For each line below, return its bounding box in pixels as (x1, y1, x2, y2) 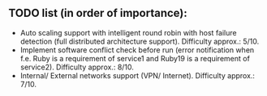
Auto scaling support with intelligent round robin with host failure (19, 27, 237, 37)
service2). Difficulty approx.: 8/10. (19, 62, 134, 72)
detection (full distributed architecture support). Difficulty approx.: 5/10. (19, 36, 260, 46)
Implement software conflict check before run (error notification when (19, 44, 255, 55)
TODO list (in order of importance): (8, 6, 188, 20)
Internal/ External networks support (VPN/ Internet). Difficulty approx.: (19, 70, 256, 80)
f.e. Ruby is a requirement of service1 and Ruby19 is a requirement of (19, 53, 250, 63)
